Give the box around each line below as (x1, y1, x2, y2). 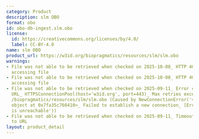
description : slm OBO (6, 14, 60, 20)
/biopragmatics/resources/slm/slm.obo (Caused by (11, 96, 136, 102)
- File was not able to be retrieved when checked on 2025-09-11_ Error (6, 86, 190, 92)
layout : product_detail (6, 124, 65, 130)
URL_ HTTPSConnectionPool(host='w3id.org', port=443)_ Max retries (11, 91, 182, 97)
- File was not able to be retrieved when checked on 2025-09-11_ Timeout (6, 113, 195, 119)
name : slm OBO (6, 47, 41, 53)
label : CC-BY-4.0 (11, 42, 54, 48)
